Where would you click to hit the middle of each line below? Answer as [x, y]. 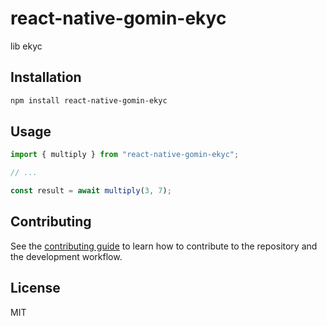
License [35, 288]
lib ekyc [26, 46]
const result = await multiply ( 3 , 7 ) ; [91, 191]
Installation [46, 77]
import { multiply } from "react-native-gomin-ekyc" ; [125, 155]
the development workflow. [66, 256]
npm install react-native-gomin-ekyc [89, 100]
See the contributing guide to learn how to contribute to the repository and [164, 246]
